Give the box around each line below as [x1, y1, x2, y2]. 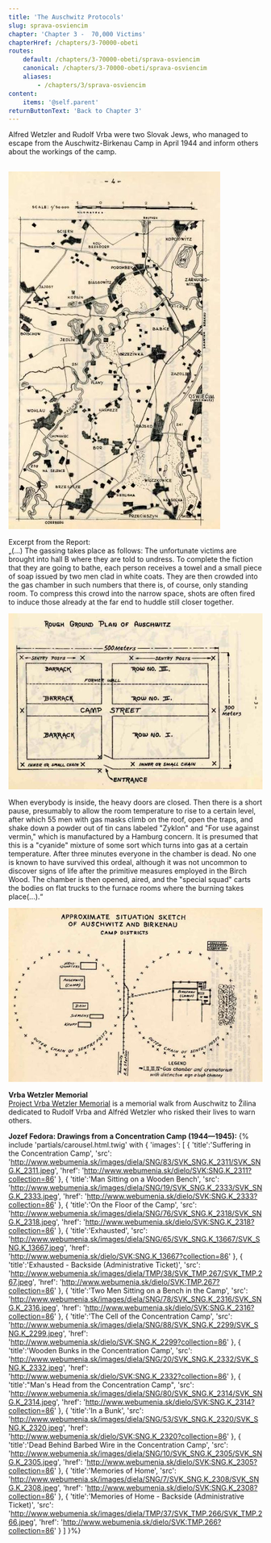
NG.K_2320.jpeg [8, 1423, 63, 1432]
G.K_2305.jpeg [8, 1457, 58, 1467]
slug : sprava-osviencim [8, 21, 89, 30]
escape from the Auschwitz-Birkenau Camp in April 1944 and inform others [8, 138, 259, 148]
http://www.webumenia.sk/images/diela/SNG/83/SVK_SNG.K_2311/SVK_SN [10, 1157, 261, 1167]
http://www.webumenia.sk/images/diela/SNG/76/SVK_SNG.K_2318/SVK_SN [10, 1209, 262, 1219]
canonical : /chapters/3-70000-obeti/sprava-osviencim [23, 65, 207, 73]
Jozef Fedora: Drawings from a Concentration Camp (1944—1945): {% [8, 1131, 249, 1141]
